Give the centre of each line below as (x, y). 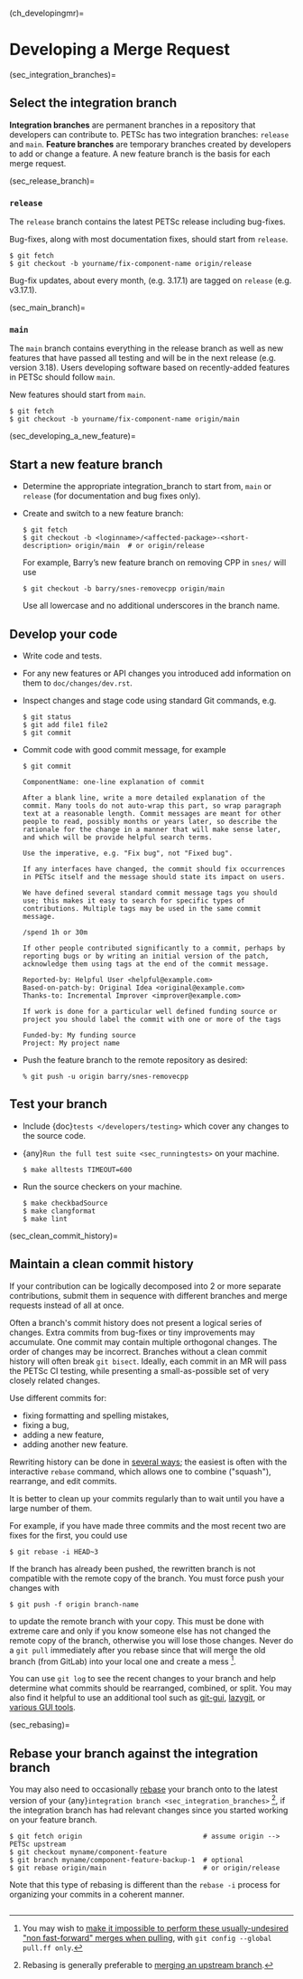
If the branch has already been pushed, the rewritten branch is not (133, 1568)
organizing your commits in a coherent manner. (97, 1894)
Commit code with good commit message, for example (124, 749)
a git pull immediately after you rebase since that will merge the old (138, 1650)
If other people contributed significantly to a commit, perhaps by (154, 948)
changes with (35, 1587)
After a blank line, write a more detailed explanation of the (144, 798)
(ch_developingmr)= (47, 13)
